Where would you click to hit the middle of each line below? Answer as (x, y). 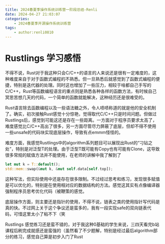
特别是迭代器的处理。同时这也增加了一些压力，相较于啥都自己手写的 (82, 85)
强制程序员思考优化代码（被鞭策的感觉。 (46, 191)
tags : (11, 28)
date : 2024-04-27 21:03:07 (33, 14)
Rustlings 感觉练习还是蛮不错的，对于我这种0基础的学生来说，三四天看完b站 (82, 224)
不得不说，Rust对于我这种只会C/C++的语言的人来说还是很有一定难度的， (79, 73)
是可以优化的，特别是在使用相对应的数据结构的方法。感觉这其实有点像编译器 (82, 185)
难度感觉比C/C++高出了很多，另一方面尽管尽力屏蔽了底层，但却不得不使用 (81, 126)
